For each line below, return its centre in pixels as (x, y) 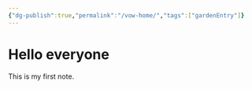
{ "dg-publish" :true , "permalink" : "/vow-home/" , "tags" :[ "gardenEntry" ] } (126, 15)
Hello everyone (59, 54)
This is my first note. (41, 76)
